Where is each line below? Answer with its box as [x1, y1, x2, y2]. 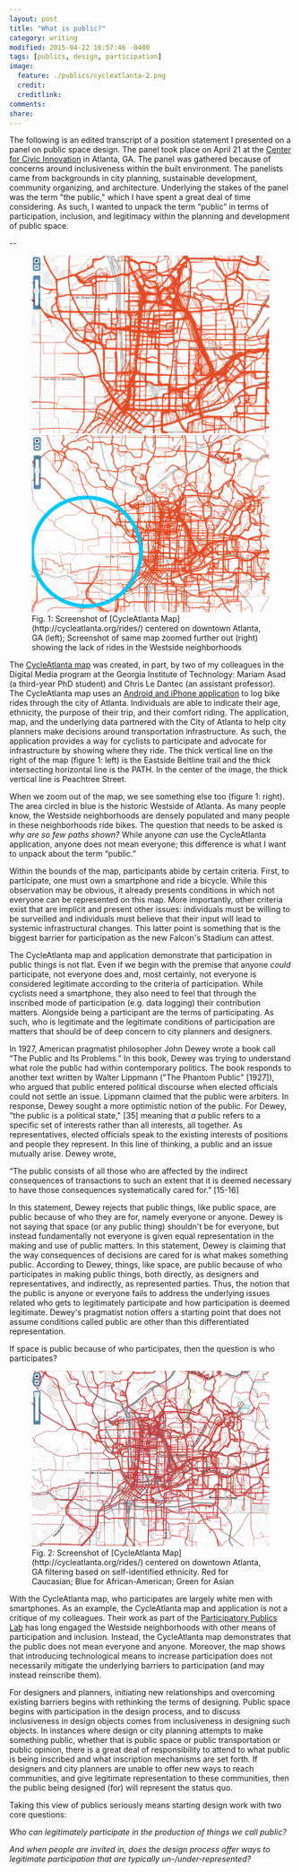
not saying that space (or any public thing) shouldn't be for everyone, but [9, 1221, 279, 1233]
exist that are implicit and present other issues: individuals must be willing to [9, 904, 291, 915]
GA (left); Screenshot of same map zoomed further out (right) [31, 632, 258, 643]
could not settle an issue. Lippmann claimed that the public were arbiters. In [9, 1091, 289, 1102]
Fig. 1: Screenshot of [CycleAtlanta [31, 614, 159, 624]
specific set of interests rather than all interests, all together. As [9, 1119, 244, 1130]
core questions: [9, 1809, 67, 1820]
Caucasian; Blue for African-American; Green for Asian [31, 1576, 235, 1587]
